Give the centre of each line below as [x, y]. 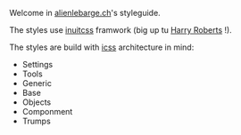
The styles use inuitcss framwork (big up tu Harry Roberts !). [120, 30]
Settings [37, 64]
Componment [47, 111]
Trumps [36, 121]
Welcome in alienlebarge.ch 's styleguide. [85, 13]
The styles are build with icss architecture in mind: [102, 47]
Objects [37, 102]
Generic [37, 83]
